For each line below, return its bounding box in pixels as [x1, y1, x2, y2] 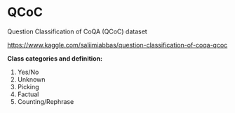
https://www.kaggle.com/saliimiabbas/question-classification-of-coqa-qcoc [7, 40, 228, 49]
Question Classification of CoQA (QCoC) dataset [7, 27, 147, 36]
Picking [17, 82, 40, 91]
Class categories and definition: [7, 54, 103, 63]
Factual [17, 90, 39, 98]
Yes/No [17, 68, 39, 76]
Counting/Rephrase [17, 97, 74, 105]
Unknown [17, 75, 46, 84]
